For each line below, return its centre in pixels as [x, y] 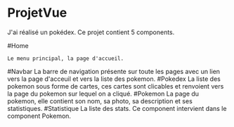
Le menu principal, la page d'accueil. [66, 58]
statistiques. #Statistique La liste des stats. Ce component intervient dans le [117, 108]
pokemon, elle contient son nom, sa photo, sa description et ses [100, 101]
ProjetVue [37, 13]
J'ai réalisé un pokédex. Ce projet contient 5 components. [91, 32]
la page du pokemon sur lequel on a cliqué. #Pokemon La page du [103, 94]
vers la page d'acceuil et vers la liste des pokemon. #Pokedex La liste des [114, 79]
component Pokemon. [39, 116]
